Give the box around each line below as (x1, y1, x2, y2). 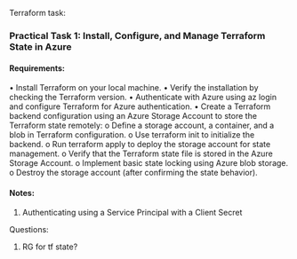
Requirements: (9, 62, 65, 74)
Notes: (9, 187, 36, 198)
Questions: (9, 224, 49, 235)
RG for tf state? (21, 241, 78, 252)
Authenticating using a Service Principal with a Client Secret (21, 208, 243, 218)
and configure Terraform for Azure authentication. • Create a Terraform (9, 101, 271, 112)
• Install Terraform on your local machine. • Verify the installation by (9, 82, 260, 93)
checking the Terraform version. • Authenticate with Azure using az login (9, 92, 277, 103)
